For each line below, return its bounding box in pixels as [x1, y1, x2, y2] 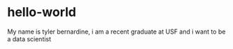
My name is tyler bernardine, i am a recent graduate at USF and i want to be [7, 27, 226, 36]
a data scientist [7, 34, 51, 43]
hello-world [7, 4, 77, 20]
